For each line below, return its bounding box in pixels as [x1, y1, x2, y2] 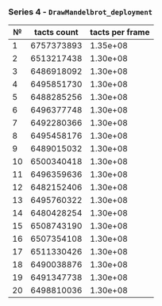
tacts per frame [90, 27, 150, 38]
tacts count [34, 27, 79, 38]
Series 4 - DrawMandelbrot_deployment [8, 6, 153, 17]
